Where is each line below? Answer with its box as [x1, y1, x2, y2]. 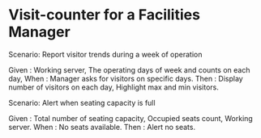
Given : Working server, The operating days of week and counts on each [8, 65, 250, 74]
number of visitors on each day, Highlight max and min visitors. [8, 82, 219, 92]
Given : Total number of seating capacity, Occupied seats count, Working [8, 113, 253, 123]
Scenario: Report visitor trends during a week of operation [8, 49, 203, 59]
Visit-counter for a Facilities [8, 6, 201, 24]
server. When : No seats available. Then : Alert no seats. [8, 122, 196, 132]
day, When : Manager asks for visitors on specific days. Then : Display [8, 73, 243, 83]
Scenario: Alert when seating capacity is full [8, 98, 156, 107]
